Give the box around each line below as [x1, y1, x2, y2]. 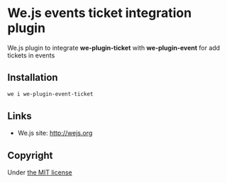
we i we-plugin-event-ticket [7, 90, 94, 97]
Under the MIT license [7, 168, 72, 177]
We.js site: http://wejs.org [17, 129, 93, 138]
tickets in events [7, 51, 55, 60]
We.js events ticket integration [7, 5, 192, 21]
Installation [7, 72, 58, 84]
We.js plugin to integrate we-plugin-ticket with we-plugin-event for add [7, 43, 221, 52]
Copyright [7, 149, 53, 161]
